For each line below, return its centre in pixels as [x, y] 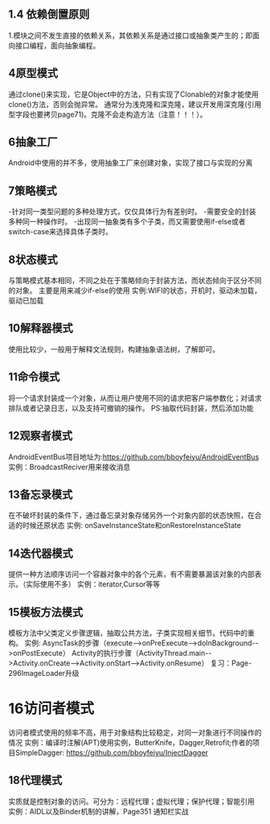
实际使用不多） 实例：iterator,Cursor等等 [93, 584]
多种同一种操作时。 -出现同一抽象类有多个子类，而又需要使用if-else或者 [127, 222]
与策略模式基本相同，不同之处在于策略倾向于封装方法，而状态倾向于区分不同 [135, 281]
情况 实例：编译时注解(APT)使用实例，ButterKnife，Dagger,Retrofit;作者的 [131, 742]
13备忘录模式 [41, 494]
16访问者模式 [51, 709]
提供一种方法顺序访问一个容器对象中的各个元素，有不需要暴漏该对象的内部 [131, 575]
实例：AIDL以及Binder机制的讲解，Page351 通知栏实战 [98, 811]
